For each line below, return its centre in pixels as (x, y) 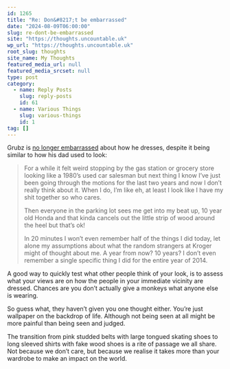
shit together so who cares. (62, 198)
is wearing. (23, 296)
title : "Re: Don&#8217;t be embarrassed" (67, 20)
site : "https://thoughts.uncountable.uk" (67, 39)
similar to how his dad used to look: (57, 155)
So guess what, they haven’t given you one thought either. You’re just (105, 309)
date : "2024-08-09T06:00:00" (49, 26)
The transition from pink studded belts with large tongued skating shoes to (113, 337)
